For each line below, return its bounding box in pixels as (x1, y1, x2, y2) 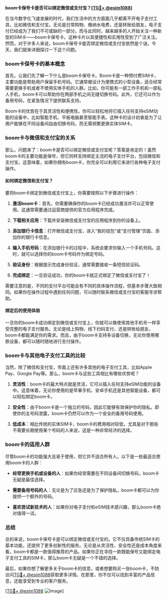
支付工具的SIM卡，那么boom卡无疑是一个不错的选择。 (9, 555, 121, 561)
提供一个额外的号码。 (12, 493, 56, 499)
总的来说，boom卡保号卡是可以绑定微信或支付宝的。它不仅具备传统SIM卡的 (5, 536, 160, 542)
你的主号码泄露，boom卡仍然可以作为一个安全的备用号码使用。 (16, 410, 147, 416)
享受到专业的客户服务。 (22, 578, 71, 584)
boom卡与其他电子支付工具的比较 (5, 352, 85, 359)
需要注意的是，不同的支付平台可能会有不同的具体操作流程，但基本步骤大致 (5, 283, 158, 289)
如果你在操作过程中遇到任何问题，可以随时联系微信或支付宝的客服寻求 (13, 289, 158, 295)
